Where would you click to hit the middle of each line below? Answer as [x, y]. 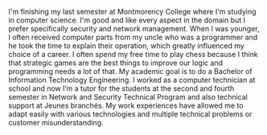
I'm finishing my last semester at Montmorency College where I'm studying [132, 12]
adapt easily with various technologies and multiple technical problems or [130, 114]
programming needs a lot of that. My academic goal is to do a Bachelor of [131, 71]
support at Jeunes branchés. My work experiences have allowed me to [126, 105]
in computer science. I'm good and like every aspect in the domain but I [127, 20]
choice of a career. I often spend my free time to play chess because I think [133, 54]
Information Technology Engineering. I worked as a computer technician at [132, 80]
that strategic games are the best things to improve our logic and [116, 63]
